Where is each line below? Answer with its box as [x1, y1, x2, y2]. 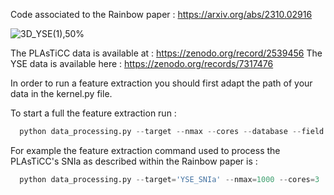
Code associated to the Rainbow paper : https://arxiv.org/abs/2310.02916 [10, 9, 313, 20]
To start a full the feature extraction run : [10, 107, 177, 119]
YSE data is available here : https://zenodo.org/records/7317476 [10, 58, 274, 69]
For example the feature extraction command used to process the [10, 144, 281, 156]
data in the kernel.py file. [10, 88, 113, 99]
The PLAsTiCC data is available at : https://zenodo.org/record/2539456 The [10, 47, 323, 59]
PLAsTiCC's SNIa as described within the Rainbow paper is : [10, 155, 258, 167]
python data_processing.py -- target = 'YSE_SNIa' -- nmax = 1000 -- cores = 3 [19, 174, 320, 184]
